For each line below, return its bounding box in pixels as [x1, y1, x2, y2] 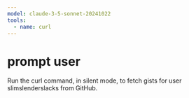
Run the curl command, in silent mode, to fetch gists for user [7, 76, 182, 85]
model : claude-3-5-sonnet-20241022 [7, 10, 111, 17]
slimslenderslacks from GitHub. [7, 84, 98, 92]
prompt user [7, 53, 80, 69]
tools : [7, 17, 27, 24]
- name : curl [13, 23, 52, 30]
